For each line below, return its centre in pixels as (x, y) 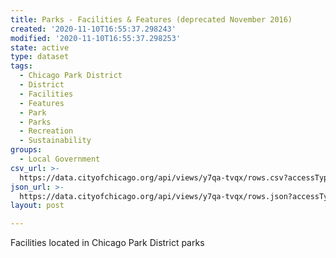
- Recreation (46, 131)
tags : (21, 66)
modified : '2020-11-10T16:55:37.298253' (96, 38)
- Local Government (60, 159)
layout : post (37, 206)
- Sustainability (55, 141)
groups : (26, 150)
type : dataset (40, 57)
